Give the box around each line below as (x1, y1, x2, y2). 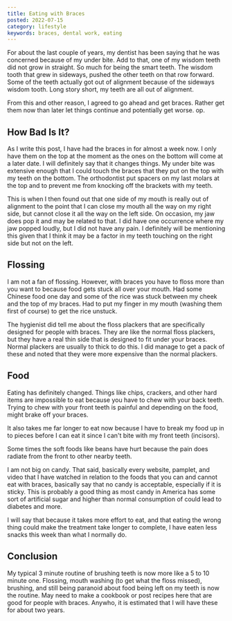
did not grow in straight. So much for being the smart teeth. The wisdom (7, 63, 213, 71)
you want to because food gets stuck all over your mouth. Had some (7, 285, 202, 293)
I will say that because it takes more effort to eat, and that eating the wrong (7, 516, 222, 524)
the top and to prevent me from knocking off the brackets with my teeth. (7, 182, 213, 190)
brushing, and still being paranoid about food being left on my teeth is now (7, 584, 220, 592)
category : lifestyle (7, 23, 67, 30)
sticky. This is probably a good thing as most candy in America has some (7, 487, 216, 496)
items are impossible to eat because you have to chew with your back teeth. (7, 396, 224, 404)
